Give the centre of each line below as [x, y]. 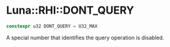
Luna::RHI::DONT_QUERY [70, 10]
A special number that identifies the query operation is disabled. [85, 37]
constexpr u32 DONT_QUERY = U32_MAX [52, 26]
